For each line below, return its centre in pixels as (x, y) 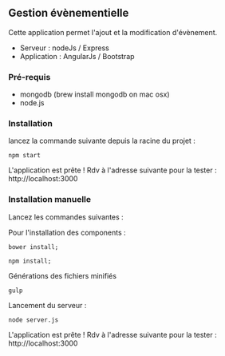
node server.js (34, 320)
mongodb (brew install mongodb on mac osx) (95, 94)
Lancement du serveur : (47, 305)
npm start (25, 156)
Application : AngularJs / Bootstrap (77, 56)
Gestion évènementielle (69, 13)
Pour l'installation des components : (67, 232)
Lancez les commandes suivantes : (66, 217)
